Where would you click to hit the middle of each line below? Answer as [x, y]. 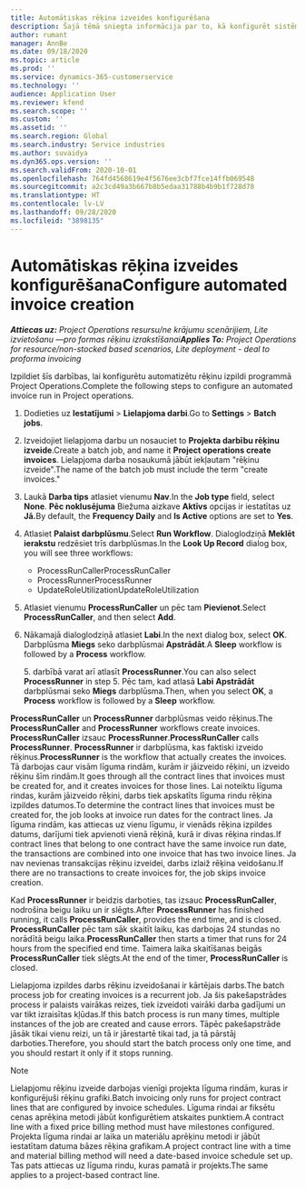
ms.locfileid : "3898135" [57, 220]
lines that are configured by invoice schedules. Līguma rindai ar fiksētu [143, 1107]
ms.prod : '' [33, 69]
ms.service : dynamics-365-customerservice [92, 77]
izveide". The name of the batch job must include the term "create [146, 469]
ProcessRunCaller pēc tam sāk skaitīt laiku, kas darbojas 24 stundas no [145, 929]
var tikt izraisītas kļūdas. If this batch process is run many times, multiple [145, 1014]
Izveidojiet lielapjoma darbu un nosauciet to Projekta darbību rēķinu [151, 440]
